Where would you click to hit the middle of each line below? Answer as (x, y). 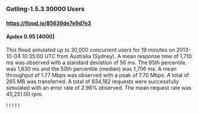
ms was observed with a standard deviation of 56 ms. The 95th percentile (96, 62)
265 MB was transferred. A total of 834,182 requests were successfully (92, 81)
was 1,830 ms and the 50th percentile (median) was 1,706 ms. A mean (92, 69)
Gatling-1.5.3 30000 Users (45, 9)
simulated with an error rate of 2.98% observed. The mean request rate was (99, 87)
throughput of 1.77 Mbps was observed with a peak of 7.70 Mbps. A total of (98, 75)
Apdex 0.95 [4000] (30, 37)
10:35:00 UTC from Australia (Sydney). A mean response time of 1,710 (107, 56)
